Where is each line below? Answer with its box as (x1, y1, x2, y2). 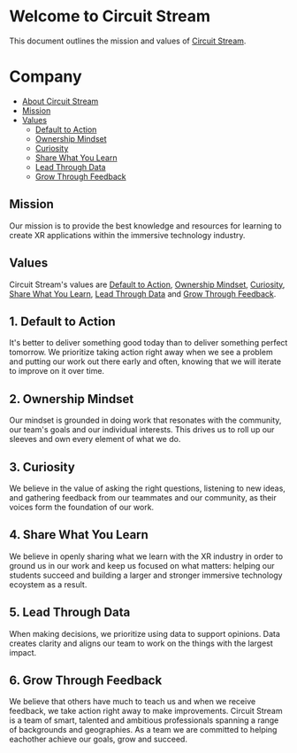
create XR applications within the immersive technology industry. (9, 229, 246, 240)
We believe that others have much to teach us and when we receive (9, 696, 256, 707)
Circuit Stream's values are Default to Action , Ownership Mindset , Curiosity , (9, 279, 286, 290)
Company (9, 66, 82, 87)
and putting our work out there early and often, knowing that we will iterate (9, 356, 281, 367)
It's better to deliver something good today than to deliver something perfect (9, 338, 288, 348)
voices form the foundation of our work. (9, 501, 155, 512)
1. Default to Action (9, 314, 117, 329)
